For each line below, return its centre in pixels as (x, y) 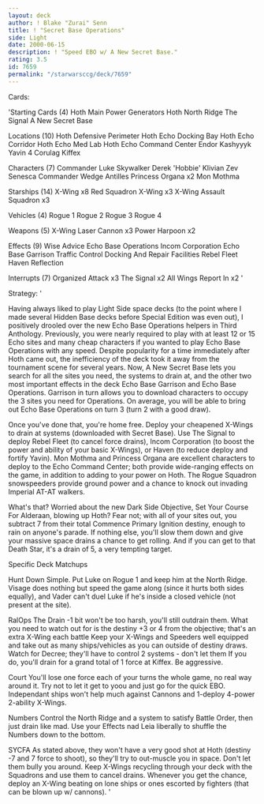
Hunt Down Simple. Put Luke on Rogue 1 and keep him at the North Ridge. (128, 579)
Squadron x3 (29, 200)
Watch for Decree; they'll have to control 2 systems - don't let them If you (127, 653)
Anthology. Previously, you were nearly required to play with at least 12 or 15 (132, 333)
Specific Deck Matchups (48, 564)
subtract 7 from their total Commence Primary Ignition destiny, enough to (127, 524)
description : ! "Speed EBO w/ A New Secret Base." (93, 52)
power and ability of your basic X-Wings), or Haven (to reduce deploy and (128, 449)
